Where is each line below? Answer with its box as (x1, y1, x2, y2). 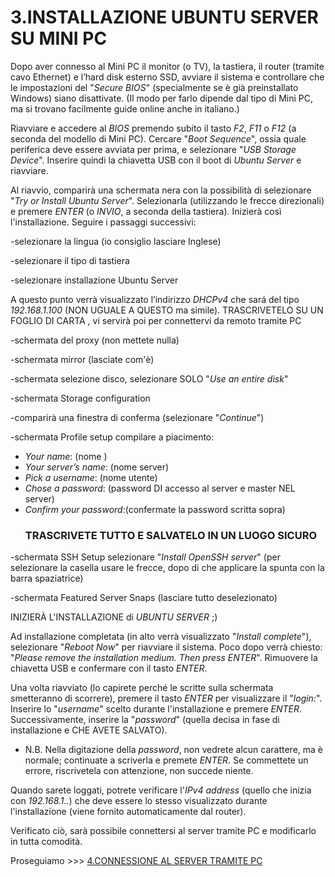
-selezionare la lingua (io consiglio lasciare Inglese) (10, 235, 222, 247)
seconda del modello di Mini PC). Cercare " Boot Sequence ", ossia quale (10, 132, 307, 145)
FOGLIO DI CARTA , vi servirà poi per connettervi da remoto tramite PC (10, 314, 302, 326)
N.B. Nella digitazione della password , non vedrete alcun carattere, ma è (24, 744, 323, 756)
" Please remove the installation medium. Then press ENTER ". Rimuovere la (10, 652, 318, 664)
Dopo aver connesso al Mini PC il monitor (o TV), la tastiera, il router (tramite (10, 60, 325, 72)
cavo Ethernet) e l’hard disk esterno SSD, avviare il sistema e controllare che (10, 71, 325, 83)
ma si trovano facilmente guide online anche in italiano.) (10, 102, 240, 115)
